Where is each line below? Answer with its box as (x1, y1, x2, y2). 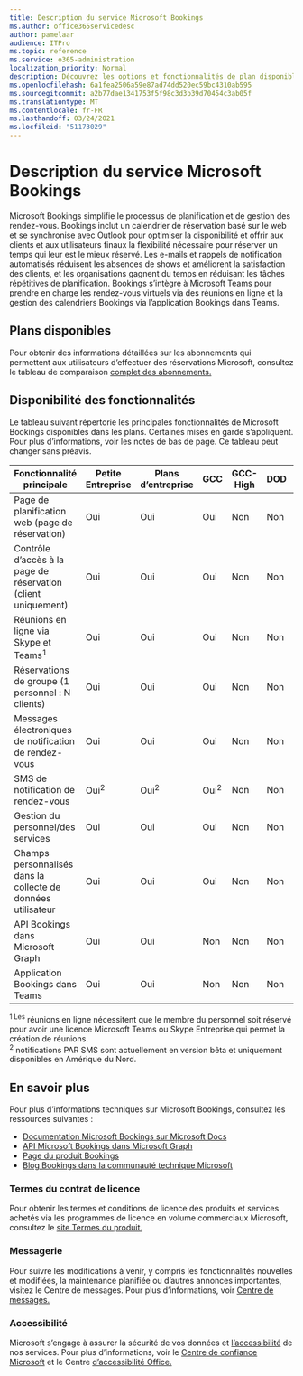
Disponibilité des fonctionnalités (9, 392, 196, 408)
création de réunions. (9, 1032, 88, 1044)
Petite (95, 467, 122, 479)
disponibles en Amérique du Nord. (9, 1054, 137, 1065)
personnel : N (14, 686, 71, 699)
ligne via (14, 625, 50, 637)
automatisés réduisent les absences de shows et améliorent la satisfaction (9, 259, 286, 269)
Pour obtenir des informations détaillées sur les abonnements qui (9, 347, 252, 358)
